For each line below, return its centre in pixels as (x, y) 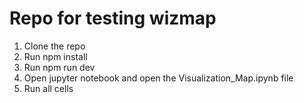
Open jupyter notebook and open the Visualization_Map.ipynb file (158, 78)
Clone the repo (54, 46)
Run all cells (48, 88)
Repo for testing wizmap (113, 18)
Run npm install (55, 56)
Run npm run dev (59, 67)
